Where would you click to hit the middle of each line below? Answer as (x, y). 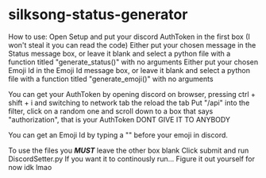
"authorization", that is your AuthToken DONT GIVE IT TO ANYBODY (119, 119)
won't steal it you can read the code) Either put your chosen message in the (132, 44)
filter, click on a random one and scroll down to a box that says (111, 111)
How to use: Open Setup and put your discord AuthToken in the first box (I (129, 37)
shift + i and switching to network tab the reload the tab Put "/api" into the (129, 103)
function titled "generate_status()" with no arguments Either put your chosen (133, 62)
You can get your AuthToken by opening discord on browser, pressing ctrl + (132, 94)
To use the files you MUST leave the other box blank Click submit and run (129, 150)
